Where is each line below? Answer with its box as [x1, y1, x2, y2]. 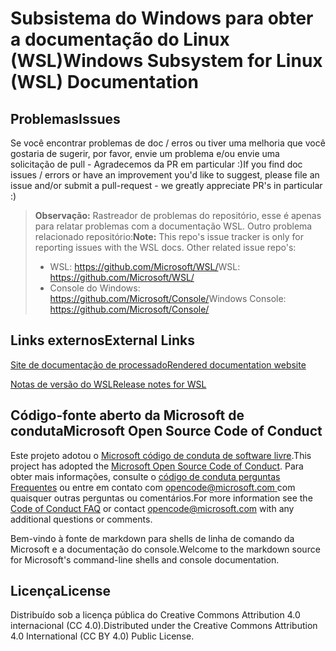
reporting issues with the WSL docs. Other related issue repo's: [34, 242, 297, 253]
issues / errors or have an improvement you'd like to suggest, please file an [10, 169, 320, 181]
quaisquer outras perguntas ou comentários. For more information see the [10, 492, 313, 504]
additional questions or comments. [10, 513, 153, 525]
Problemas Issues [10, 110, 121, 127]
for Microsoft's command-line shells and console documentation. [10, 553, 280, 566]
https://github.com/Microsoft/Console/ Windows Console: [49, 293, 287, 304]
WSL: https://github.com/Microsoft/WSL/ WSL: [49, 261, 241, 272]
